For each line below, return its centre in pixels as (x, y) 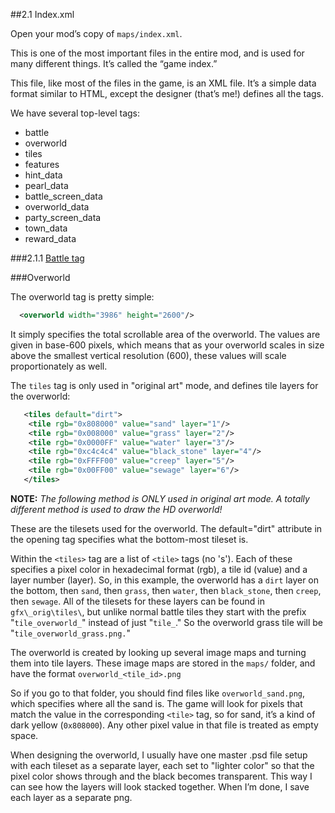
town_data (46, 228)
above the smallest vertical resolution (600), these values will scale (148, 355)
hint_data (43, 175)
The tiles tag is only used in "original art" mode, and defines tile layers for (164, 385)
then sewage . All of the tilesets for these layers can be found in (137, 601)
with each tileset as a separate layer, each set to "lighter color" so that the (162, 765)
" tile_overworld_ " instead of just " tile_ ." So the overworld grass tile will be (167, 622)
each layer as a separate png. (71, 797)
